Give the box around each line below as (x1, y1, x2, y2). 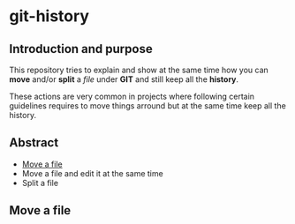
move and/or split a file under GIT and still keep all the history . (9, 74, 239, 85)
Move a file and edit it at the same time (21, 168, 163, 178)
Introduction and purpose (9, 41, 153, 56)
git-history (9, 6, 90, 26)
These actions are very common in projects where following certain (9, 91, 254, 101)
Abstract (9, 135, 59, 151)
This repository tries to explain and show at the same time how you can (9, 64, 269, 75)
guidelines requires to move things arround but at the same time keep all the (9, 101, 287, 111)
